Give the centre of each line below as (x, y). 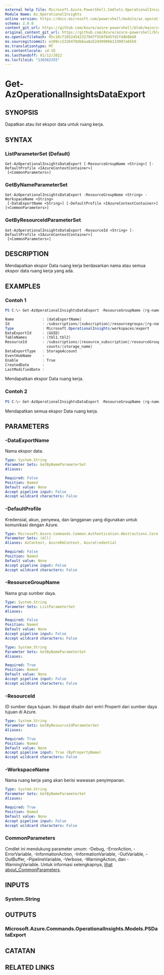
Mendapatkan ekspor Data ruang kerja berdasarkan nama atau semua (75, 266)
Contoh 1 (16, 300)
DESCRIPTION (27, 254)
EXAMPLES (23, 286)
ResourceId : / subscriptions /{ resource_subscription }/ (69, 342)
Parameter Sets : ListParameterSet (40, 607)
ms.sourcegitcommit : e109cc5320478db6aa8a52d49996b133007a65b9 (71, 42)
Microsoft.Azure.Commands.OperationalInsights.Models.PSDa (82, 929)
